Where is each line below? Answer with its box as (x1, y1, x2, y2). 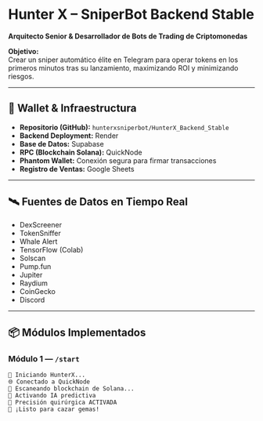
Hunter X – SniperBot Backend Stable (8, 5, 254, 24)
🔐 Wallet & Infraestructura (8, 102, 137, 115)
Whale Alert (19, 237, 58, 246)
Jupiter (19, 270, 43, 279)
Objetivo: (8, 46, 39, 56)
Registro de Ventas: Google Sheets (19, 164, 135, 173)
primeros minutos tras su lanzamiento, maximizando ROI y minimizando (8, 63, 239, 72)
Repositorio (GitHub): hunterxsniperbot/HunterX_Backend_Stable (19, 122, 229, 132)
